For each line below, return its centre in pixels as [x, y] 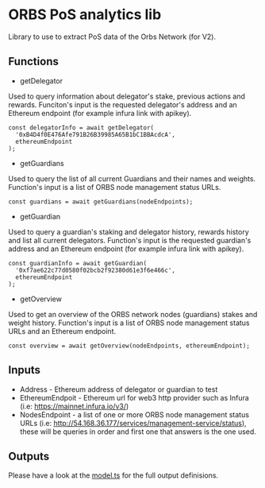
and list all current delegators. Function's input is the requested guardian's [130, 240]
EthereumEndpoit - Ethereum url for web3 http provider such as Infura [134, 397]
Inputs [25, 370]
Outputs [29, 456]
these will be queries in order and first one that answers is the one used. [138, 432]
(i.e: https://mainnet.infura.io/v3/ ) [74, 406]
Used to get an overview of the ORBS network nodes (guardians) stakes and [133, 314]
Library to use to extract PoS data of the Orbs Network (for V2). [112, 37]
